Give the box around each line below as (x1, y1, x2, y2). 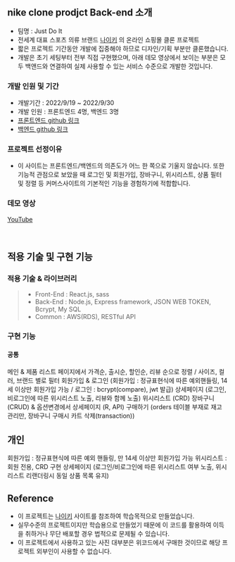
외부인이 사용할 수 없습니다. (36, 547, 112, 556)
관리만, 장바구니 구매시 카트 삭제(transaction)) (7, 411, 135, 420)
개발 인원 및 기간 (7, 81, 59, 91)
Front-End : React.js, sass (34, 290, 110, 299)
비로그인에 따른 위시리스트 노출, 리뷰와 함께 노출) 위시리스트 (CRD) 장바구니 (7, 394, 215, 402)
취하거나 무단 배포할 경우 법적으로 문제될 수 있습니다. (25, 530, 170, 538)
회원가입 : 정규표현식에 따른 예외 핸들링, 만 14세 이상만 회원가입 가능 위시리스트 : (7, 454, 227, 463)
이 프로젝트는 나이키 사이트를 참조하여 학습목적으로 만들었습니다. (17, 512, 195, 520)
